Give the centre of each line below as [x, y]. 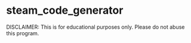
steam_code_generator [65, 10]
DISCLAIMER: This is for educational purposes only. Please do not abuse [95, 27]
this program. [23, 33]
